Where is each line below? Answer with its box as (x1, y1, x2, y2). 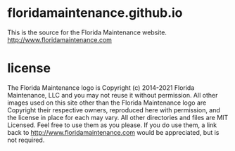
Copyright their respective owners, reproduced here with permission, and (7, 105, 220, 114)
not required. (7, 136, 45, 144)
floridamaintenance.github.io (7, 5, 183, 21)
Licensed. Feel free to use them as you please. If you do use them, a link (7, 121, 217, 129)
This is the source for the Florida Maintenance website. (7, 28, 167, 37)
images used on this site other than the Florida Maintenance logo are (7, 98, 207, 107)
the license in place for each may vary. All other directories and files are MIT (7, 113, 229, 122)
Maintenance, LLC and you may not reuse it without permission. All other (7, 91, 218, 99)
